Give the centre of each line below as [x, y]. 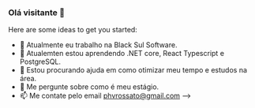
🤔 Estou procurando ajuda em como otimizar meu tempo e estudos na [133, 70]
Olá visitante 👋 [37, 13]
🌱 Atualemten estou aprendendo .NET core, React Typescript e [122, 54]
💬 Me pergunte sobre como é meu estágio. [89, 87]
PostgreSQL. [40, 61]
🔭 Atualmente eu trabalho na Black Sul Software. [98, 45]
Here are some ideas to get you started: [73, 30]
